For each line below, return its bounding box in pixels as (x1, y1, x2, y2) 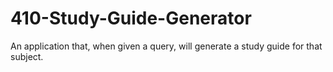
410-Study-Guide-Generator (10, 7, 252, 30)
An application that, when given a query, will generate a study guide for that (10, 40, 323, 52)
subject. (10, 50, 44, 62)
